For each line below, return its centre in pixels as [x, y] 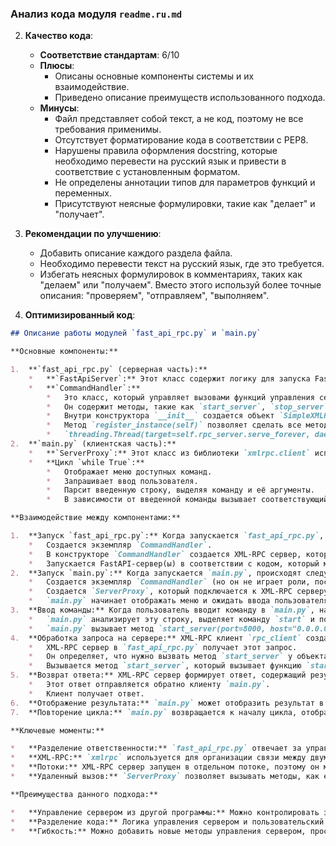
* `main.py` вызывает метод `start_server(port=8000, [147, 628]
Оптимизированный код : [80, 315]
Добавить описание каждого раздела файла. [136, 253]
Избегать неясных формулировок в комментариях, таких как [171, 274]
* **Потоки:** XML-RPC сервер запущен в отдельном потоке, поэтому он [165, 767]
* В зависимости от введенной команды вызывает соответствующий [187, 500]
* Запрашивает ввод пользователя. [122, 481]
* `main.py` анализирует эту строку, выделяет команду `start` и [171, 619]
